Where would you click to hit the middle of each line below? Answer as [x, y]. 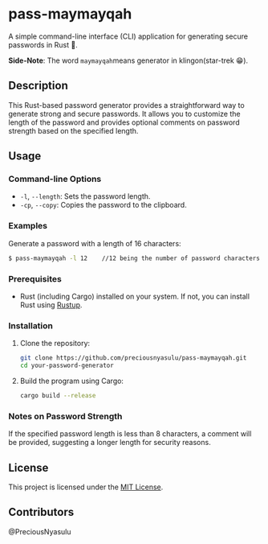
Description [38, 86]
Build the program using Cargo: [72, 381]
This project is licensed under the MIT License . [86, 487]
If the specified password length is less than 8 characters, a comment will [130, 434]
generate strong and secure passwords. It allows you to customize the [124, 113]
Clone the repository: [55, 344]
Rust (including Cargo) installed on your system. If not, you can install [135, 296]
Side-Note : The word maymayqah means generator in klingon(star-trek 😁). [128, 60]
